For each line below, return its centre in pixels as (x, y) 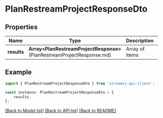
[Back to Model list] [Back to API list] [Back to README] (61, 111)
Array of (135, 49)
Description (140, 41)
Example (18, 72)
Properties (21, 27)
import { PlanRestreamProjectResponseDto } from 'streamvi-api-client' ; (80, 83)
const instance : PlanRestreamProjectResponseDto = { (59, 92)
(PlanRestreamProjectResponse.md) (70, 55)
